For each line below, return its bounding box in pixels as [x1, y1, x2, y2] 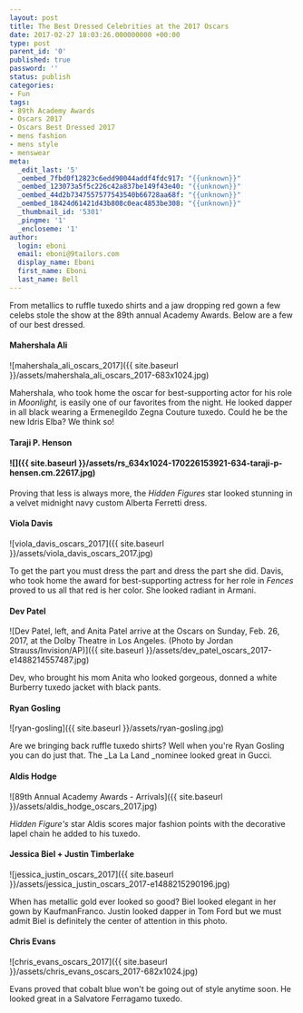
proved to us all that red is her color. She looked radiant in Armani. [9, 585, 257, 595]
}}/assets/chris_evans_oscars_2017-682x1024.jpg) [9, 966, 198, 977]
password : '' [9, 64, 59, 74]
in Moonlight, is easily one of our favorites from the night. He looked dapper [9, 397, 293, 408]
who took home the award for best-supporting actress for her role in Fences [9, 575, 294, 585]
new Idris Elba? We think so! [9, 416, 115, 427]
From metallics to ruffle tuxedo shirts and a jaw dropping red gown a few [9, 300, 281, 310]
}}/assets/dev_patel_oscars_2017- [145, 645, 272, 656]
